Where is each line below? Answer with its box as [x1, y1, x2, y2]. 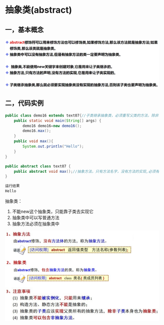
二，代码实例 [5, 99, 44, 108]
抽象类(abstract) [5, 4, 72, 16]
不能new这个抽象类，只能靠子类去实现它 [12, 209, 94, 214]
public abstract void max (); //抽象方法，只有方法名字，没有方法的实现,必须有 [14, 169, 160, 174]
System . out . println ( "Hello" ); [22, 144, 84, 149]
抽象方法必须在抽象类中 [12, 221, 60, 227]
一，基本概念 [5, 25, 44, 34]
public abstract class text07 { [5, 163, 71, 169]
